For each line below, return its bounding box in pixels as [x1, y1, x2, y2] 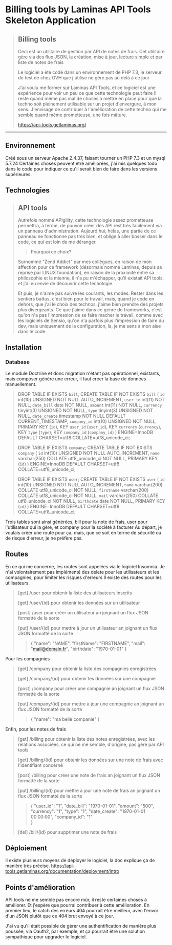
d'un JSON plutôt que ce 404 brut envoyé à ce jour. [5, 913, 114, 919]
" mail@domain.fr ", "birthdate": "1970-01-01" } [30, 646, 127, 652]
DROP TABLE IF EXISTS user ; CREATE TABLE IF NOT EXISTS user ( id [17, 476, 165, 482]
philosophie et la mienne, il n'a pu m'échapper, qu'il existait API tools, [17, 275, 164, 281]
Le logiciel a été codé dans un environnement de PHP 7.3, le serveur [17, 69, 162, 75]
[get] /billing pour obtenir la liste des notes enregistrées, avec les [17, 736, 155, 742]
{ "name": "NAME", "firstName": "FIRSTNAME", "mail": [30, 640, 146, 646]
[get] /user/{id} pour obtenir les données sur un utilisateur [17, 599, 140, 606]
